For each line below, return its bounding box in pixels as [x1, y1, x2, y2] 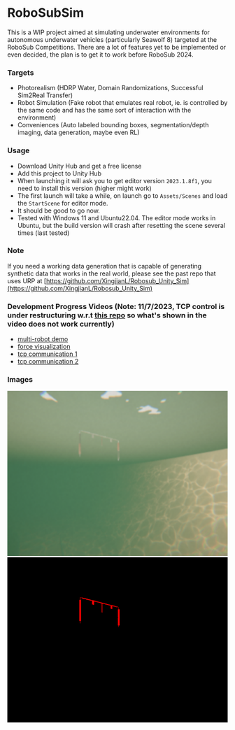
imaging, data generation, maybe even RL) [17, 128, 140, 137]
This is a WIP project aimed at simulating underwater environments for [7, 28, 210, 36]
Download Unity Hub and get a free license [17, 162, 142, 170]
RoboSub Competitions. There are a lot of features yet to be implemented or [7, 43, 227, 51]
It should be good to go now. [17, 206, 100, 215]
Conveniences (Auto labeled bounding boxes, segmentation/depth [17, 121, 209, 129]
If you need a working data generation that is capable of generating [7, 262, 201, 270]
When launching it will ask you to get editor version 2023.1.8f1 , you [17, 176, 212, 185]
